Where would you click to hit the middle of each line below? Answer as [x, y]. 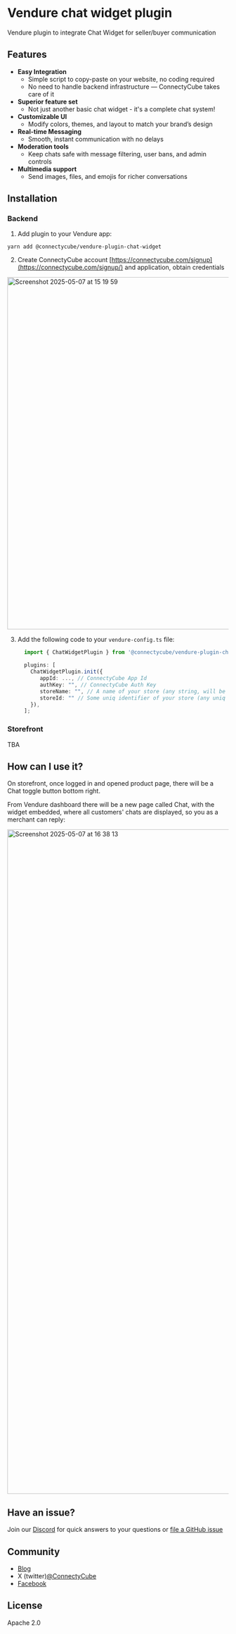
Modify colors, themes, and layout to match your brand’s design [120, 124]
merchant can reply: [36, 819]
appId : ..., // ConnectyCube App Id [93, 679]
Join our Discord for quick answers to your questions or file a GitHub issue [115, 1530]
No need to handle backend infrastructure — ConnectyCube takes [124, 87]
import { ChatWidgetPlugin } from [74, 652]
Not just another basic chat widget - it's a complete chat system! [122, 109]
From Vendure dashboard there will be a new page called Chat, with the [111, 805]
